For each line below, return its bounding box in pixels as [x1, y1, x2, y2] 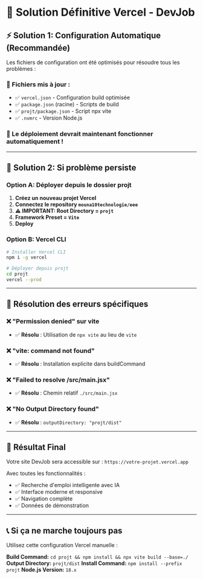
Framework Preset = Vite [14, 214, 80, 221]
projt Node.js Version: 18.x [6, 566, 77, 574]
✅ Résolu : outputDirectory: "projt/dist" [14, 418, 122, 425]
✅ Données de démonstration [14, 502, 89, 509]
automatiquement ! [6, 137, 63, 146]
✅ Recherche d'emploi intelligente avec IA [14, 482, 120, 489]
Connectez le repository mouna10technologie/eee [14, 201, 138, 208]
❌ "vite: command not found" [6, 346, 95, 355]
